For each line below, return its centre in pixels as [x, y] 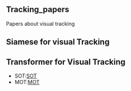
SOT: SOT [25, 76]
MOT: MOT [27, 82]
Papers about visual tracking [40, 23]
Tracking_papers [38, 10]
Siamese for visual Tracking [58, 42]
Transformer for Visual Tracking [66, 62]
